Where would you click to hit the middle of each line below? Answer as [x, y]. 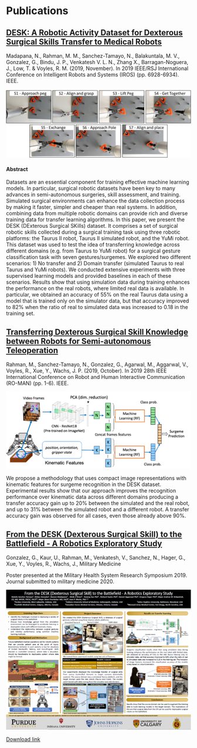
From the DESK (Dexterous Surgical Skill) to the [94, 534]
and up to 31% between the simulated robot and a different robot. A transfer [98, 510]
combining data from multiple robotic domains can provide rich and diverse [97, 214]
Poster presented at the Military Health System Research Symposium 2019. [97, 576]
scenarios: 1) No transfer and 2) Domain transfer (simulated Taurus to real [95, 264]
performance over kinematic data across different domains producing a [92, 497]
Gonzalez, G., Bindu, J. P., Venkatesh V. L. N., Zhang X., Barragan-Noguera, [97, 62]
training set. [21, 314]
